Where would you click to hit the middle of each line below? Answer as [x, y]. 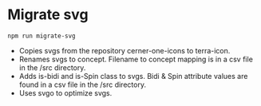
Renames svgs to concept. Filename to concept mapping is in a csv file [136, 59]
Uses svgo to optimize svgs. [65, 92]
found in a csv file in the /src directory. [83, 84]
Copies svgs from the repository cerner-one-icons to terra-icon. [125, 50]
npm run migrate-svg [42, 36]
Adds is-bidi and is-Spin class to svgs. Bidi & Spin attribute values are [133, 76]
